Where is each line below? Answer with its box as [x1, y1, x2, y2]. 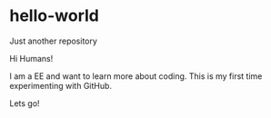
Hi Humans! [9, 53, 54, 64]
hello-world [9, 5, 100, 26]
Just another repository [9, 35, 98, 46]
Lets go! [9, 97, 40, 109]
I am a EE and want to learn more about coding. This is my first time [9, 70, 263, 82]
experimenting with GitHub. [9, 80, 112, 91]
